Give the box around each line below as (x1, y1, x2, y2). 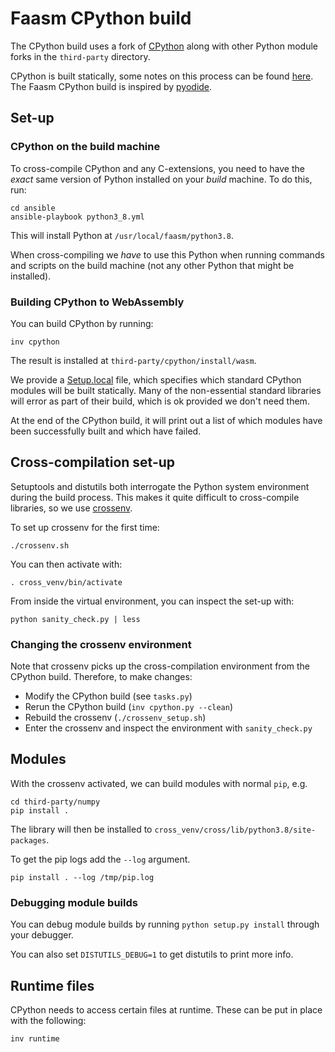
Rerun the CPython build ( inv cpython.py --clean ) (24, 701, 234, 713)
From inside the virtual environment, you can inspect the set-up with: (10, 595, 295, 607)
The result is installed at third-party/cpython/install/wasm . (10, 354, 257, 366)
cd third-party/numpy (10, 797, 101, 807)
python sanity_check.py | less (10, 614, 141, 624)
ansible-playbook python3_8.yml (10, 212, 145, 222)
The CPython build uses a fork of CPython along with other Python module (10, 40, 318, 52)
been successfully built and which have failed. (10, 425, 202, 437)
